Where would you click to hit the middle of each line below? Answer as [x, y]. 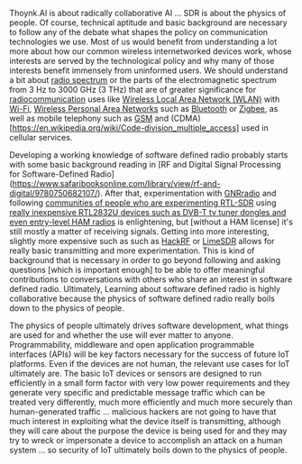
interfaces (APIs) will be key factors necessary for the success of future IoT [150, 354]
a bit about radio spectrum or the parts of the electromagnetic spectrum [143, 80]
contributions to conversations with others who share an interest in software [151, 279]
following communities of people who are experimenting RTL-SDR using [143, 203]
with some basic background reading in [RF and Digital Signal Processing [145, 164]
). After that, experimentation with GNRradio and [187, 193]
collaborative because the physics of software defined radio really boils [142, 298]
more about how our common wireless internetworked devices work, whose [151, 51]
